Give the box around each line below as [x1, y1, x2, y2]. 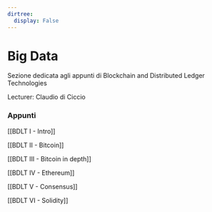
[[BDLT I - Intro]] [7, 126, 56, 136]
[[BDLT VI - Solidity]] [7, 196, 69, 204]
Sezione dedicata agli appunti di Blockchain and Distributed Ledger [7, 71, 206, 80]
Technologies [7, 79, 48, 88]
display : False [14, 17, 59, 24]
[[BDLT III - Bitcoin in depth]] [7, 154, 91, 163]
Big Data [7, 48, 59, 64]
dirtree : [7, 10, 34, 18]
